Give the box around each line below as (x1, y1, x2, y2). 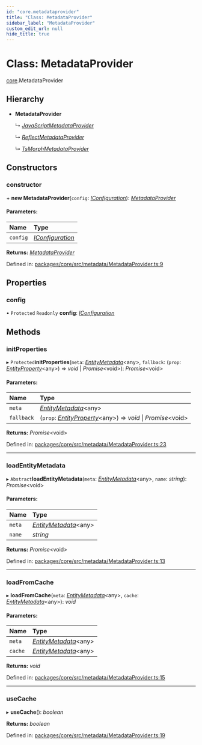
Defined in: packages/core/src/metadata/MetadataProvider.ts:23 (6, 441, 167, 448)
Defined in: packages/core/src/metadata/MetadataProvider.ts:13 (6, 557, 165, 565)
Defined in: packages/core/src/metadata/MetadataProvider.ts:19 (6, 731, 165, 739)
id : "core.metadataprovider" (6, 8, 79, 15)
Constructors (6, 163, 58, 173)
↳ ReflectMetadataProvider (14, 133, 84, 141)
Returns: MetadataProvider (6, 249, 75, 256)
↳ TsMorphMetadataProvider (14, 145, 89, 152)
